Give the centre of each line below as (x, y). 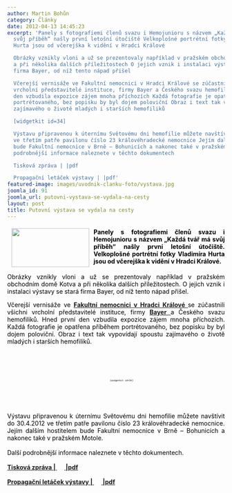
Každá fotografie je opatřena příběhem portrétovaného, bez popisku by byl (116, 326)
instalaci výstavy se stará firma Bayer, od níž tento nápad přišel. (98, 291)
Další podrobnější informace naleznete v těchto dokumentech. (96, 452)
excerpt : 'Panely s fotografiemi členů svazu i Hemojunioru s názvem (109, 33)
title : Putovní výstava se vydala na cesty (71, 210)
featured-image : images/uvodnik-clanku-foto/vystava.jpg (91, 184)
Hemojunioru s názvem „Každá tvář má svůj (159, 239)
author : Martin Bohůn (38, 13)
